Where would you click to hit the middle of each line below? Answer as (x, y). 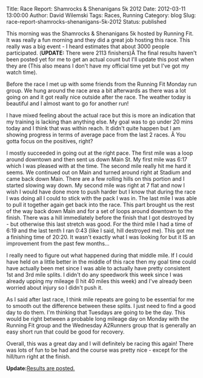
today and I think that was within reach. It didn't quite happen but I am (93, 128)
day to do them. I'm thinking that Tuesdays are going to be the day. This (96, 312)
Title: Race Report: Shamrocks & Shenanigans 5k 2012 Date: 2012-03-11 (96, 9)
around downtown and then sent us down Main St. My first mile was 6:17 (97, 159)
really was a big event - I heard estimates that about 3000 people (88, 46)
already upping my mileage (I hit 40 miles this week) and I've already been (99, 281)
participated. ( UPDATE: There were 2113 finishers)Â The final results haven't (101, 53)
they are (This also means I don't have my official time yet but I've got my (98, 66)
